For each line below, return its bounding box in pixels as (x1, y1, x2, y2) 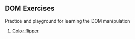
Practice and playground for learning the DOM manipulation (5, 17, 130, 24)
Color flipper (12, 28, 39, 34)
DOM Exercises (5, 4, 55, 13)
